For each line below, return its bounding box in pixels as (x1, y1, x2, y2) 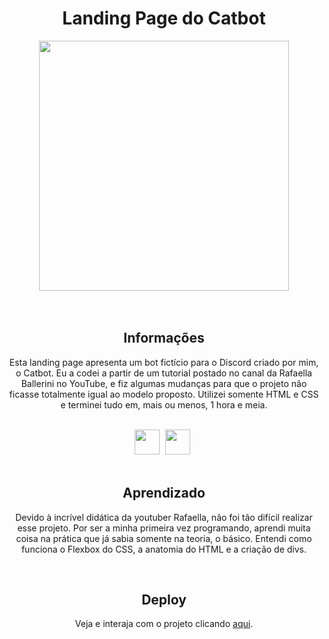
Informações (123, 330, 205, 347)
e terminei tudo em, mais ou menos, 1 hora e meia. (60, 398, 268, 411)
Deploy (141, 591, 187, 608)
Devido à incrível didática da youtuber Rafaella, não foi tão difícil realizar (15, 511, 313, 523)
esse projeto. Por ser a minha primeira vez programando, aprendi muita (17, 522, 311, 534)
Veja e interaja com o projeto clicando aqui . (74, 618, 254, 630)
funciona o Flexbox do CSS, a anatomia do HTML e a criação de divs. (20, 543, 308, 555)
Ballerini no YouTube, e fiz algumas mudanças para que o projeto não (20, 377, 308, 389)
